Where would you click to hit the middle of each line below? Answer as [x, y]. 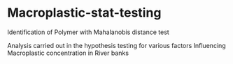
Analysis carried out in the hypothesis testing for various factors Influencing [116, 45]
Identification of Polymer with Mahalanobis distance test [88, 32]
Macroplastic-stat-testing [84, 13]
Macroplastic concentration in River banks [68, 53]
